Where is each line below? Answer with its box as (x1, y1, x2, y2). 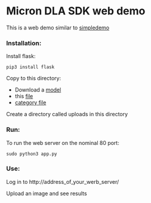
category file (14, 99, 47, 106)
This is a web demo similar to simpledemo (6, 24, 109, 31)
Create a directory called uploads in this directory (6, 111, 128, 118)
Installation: (6, 39, 42, 47)
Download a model (14, 86, 61, 93)
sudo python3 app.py (6, 151, 58, 157)
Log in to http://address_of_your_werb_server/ (6, 178, 119, 185)
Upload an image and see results (6, 190, 88, 197)
